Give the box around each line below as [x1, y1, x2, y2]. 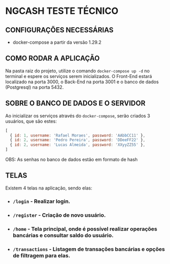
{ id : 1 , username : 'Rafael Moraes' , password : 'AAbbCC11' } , [10, 133, 145, 138]
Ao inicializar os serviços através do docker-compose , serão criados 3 [5, 112, 150, 119]
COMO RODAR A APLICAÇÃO [5, 54, 100, 63]
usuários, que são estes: [5, 118, 57, 124]
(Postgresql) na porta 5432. [5, 84, 64, 90]
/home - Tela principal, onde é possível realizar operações [12, 225, 158, 232]
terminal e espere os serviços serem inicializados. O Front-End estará [5, 73, 152, 79]
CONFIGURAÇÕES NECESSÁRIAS [5, 26, 114, 34]
